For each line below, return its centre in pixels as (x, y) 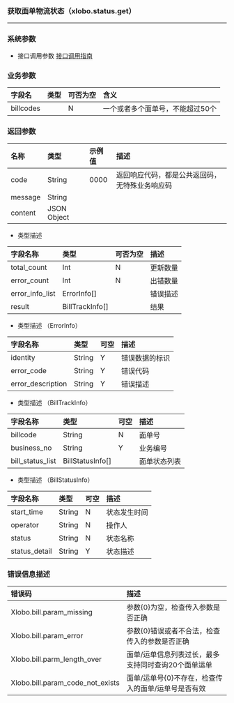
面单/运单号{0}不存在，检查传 (174, 678)
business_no (31, 448)
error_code (29, 371)
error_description (39, 384)
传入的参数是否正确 (158, 642)
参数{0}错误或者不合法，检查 (173, 631)
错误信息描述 (29, 575)
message (26, 197)
